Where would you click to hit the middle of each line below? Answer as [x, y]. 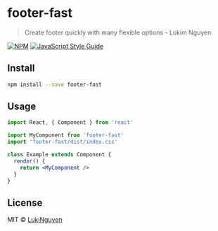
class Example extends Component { [59, 155]
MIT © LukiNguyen [35, 220]
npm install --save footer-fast [54, 85]
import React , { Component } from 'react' [70, 123]
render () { [30, 161]
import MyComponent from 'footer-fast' [66, 135]
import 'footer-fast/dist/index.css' [63, 142]
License [25, 202]
